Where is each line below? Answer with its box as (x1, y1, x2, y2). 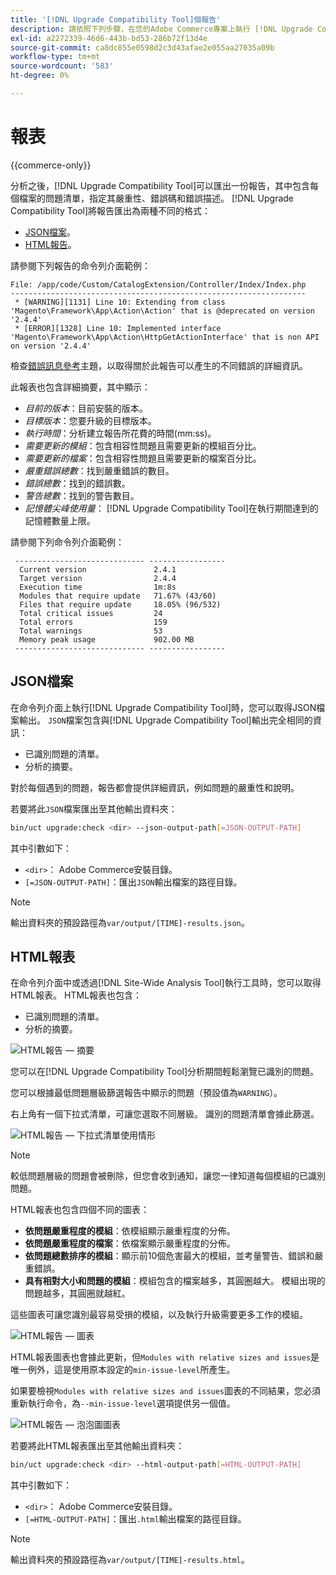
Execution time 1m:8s (19, 582, 177, 592)
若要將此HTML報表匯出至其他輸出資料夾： (10, 1440, 185, 1452)
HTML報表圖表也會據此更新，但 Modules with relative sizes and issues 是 (10, 1351, 320, 1363)
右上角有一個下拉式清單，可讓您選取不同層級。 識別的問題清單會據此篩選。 (10, 1108, 320, 1120)
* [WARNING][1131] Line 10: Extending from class (14, 297, 226, 307)
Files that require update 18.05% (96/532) (19, 599, 222, 610)
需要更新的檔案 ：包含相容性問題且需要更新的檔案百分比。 (24, 452, 262, 464)
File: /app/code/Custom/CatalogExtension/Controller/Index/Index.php (10, 279, 307, 290)
